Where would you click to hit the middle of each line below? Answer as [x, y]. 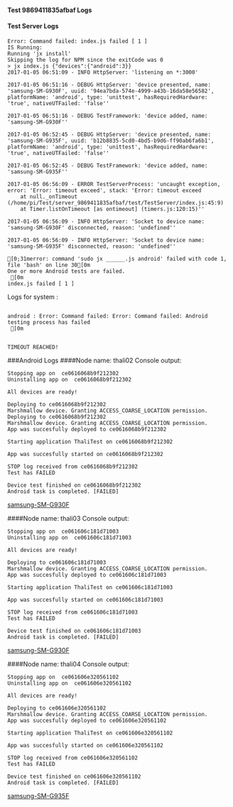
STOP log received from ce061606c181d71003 [73, 612]
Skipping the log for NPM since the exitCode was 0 [85, 60]
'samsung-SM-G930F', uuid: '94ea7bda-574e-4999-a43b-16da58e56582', [111, 91]
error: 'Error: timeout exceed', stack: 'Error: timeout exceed [104, 190]
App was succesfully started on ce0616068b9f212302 [85, 454]
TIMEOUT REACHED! [33, 347]
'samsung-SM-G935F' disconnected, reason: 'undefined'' [92, 246]
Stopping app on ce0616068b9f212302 [63, 373]
